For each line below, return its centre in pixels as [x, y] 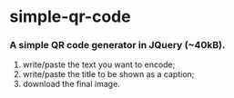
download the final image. [71, 84]
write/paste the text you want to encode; [99, 64]
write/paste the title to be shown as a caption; [108, 74]
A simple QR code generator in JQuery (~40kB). [117, 45]
